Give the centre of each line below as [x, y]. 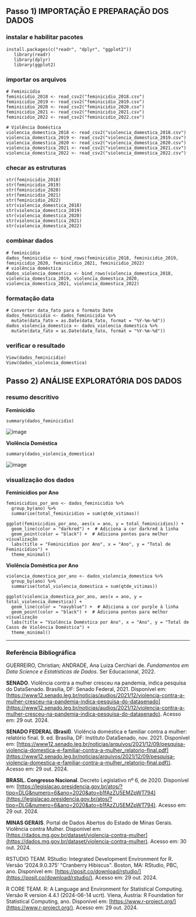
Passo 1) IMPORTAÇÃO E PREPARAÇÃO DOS [87, 11]
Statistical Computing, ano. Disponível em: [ [59, 901]
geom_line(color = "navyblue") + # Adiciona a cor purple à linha [95, 607]
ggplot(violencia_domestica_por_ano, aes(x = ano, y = [74, 597]
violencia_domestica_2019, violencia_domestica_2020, [73, 278]
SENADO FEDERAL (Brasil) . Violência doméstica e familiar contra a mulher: [97, 732]
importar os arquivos [36, 79]
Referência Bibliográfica [41, 653]
